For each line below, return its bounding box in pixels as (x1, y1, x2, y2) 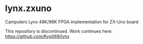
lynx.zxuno (5, 3, 52, 14)
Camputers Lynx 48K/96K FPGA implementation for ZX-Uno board (5, 19, 139, 25)
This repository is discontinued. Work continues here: (5, 28, 113, 34)
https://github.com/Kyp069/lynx (5, 33, 70, 39)
